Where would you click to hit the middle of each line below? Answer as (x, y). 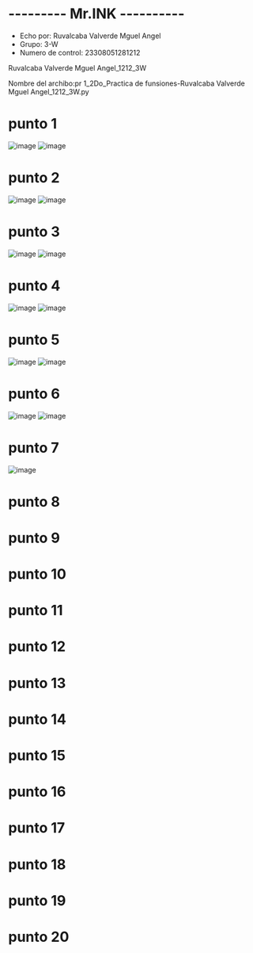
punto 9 (34, 538)
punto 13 (37, 683)
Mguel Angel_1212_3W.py (49, 91)
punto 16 (37, 792)
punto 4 (34, 285)
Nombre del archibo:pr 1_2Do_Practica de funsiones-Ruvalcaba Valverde (126, 83)
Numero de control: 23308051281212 (80, 52)
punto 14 (38, 719)
